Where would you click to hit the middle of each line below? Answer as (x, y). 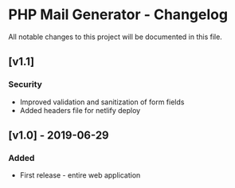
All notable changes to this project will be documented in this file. (116, 37)
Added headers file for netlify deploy (80, 110)
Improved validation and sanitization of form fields (102, 102)
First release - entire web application (80, 175)
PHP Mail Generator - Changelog (118, 15)
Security (25, 84)
